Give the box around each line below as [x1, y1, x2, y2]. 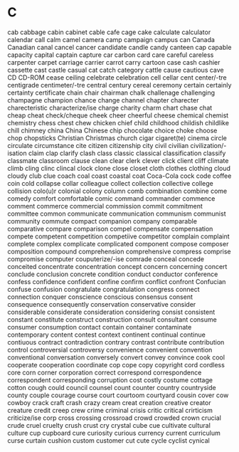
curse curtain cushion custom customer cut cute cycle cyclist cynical [7, 436, 210, 445]
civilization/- [190, 141, 227, 149]
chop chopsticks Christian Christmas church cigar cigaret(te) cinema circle [7, 133, 228, 142]
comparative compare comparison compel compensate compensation [7, 224, 213, 233]
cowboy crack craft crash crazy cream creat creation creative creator [7, 398, 211, 406]
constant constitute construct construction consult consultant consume [7, 315, 217, 324]
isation [7, 149, 27, 157]
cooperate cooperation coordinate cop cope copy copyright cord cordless [7, 360, 225, 369]
